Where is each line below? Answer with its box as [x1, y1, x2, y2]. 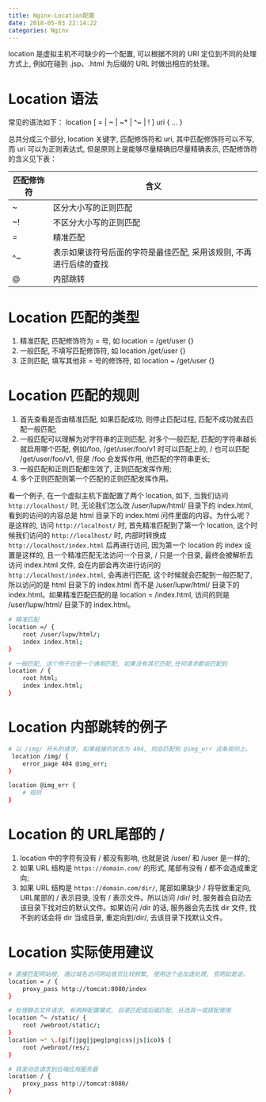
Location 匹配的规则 [8, 386, 140, 405]
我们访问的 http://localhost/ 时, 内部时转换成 [14, 531, 167, 540]
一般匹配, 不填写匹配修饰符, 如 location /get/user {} [19, 346, 186, 355]
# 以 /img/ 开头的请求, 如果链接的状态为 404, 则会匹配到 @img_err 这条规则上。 [8, 745, 252, 753]
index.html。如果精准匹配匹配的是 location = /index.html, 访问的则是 [8, 590, 230, 600]
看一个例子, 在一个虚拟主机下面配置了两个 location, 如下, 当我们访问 [8, 491, 229, 501]
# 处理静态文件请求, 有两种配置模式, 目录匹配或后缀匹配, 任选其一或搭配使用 [8, 1007, 231, 1015]
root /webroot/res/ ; [22, 1043, 90, 1051]
